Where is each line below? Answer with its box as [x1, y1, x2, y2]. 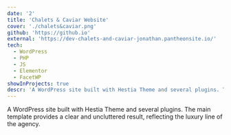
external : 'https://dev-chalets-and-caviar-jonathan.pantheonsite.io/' [7, 36, 217, 42]
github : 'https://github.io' [7, 29, 91, 36]
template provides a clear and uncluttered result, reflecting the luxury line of [7, 112, 223, 121]
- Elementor [13, 67, 48, 74]
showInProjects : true [7, 80, 69, 87]
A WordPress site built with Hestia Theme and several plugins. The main [7, 106, 211, 114]
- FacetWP [13, 73, 41, 81]
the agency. [7, 120, 41, 128]
